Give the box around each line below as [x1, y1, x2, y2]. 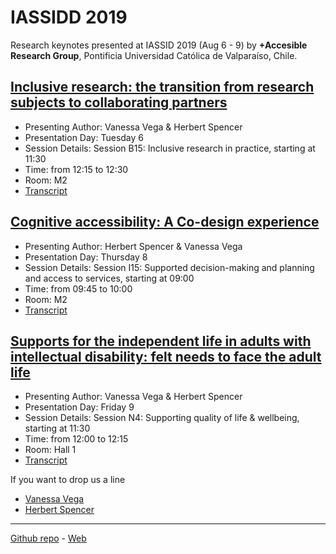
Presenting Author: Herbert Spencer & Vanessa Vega [24, 240, 243, 252]
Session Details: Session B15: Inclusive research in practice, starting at [24, 142, 316, 154]
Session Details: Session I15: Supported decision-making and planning [24, 261, 315, 273]
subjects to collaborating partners [10, 94, 228, 111]
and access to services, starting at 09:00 [24, 272, 195, 284]
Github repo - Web [10, 532, 87, 545]
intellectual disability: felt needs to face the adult [10, 348, 322, 365]
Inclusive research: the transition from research [10, 79, 315, 96]
